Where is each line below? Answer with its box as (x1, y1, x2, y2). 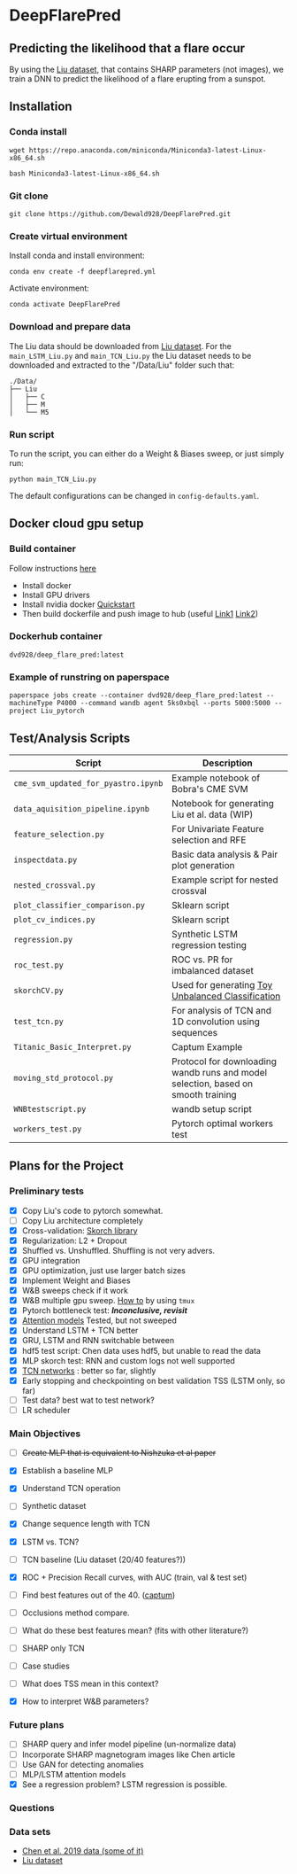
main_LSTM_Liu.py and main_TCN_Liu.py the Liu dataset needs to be (9, 350, 252, 361)
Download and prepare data (9, 321, 131, 333)
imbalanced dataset (171, 964, 254, 976)
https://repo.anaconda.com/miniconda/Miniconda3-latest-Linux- (28, 145, 267, 155)
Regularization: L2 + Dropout (21, 1235, 127, 1246)
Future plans (9, 1719, 65, 1731)
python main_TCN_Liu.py (9, 475, 97, 484)
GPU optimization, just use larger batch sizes (21, 1265, 186, 1276)
